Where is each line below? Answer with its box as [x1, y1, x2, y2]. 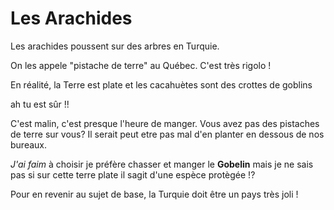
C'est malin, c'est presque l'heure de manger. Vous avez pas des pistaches [10, 117, 320, 129]
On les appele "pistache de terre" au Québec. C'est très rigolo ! [10, 59, 272, 71]
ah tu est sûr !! [10, 98, 70, 110]
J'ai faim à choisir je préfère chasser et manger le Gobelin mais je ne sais [10, 158, 314, 170]
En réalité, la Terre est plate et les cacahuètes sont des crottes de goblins [10, 78, 313, 91]
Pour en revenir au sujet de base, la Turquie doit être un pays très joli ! [10, 188, 299, 200]
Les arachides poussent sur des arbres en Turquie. [10, 40, 220, 52]
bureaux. [10, 138, 48, 151]
